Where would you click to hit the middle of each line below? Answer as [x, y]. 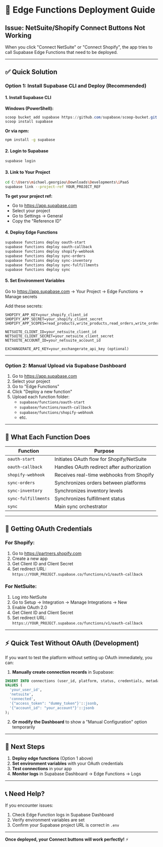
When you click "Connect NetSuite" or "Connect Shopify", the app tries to [79, 47]
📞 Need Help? [25, 794]
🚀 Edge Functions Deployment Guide [80, 10]
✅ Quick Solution [31, 72]
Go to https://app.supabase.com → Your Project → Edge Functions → [74, 291]
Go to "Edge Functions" [36, 386]
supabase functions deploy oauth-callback [49, 247]
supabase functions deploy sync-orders [45, 256]
